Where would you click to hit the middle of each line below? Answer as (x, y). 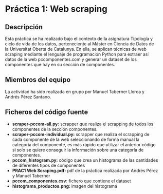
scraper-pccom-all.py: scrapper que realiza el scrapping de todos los (83, 124)
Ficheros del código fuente (47, 112)
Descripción (24, 27)
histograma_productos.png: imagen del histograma (65, 186)
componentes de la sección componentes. (55, 129)
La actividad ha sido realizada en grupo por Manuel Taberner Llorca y (75, 92)
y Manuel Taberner (31, 175)
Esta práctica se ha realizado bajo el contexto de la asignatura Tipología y (79, 39)
